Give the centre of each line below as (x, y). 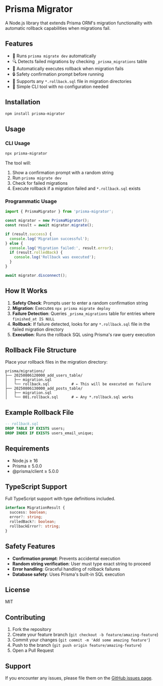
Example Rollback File (40, 413)
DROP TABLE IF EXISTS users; (35, 429)
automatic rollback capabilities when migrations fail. (58, 28)
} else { (14, 243)
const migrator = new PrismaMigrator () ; (47, 221)
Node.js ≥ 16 (25, 460)
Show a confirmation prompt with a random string (63, 173)
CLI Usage (18, 143)
